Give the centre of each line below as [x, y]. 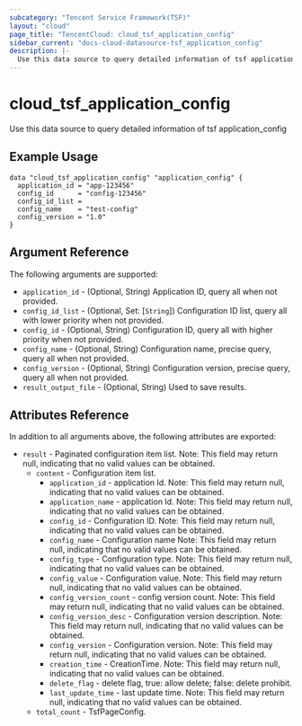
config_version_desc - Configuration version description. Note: [166, 616]
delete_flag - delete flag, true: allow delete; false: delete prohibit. [170, 683]
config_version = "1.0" [62, 217]
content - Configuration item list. [96, 474]
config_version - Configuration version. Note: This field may [161, 645]
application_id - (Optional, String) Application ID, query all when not [150, 291]
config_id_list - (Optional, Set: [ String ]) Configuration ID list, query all [155, 310]
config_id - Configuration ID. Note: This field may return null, [162, 521]
